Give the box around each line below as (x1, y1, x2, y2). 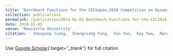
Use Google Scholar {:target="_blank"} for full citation (5, 45, 118, 51)
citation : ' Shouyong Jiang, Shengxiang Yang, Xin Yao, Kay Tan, (5, 31, 155, 36)
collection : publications (5, 12, 61, 17)
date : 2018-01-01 (5, 21, 43, 27)
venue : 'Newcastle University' (5, 26, 73, 32)
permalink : (5, 17, 29, 22)
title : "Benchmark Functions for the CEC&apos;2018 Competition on (5, 7, 153, 13)
